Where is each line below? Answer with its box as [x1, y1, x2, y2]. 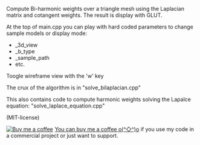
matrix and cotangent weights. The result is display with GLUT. [6, 11, 163, 19]
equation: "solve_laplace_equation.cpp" [6, 102, 105, 109]
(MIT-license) [6, 114, 40, 121]
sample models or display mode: [6, 30, 88, 37]
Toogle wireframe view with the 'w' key [6, 72, 104, 79]
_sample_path [15, 54, 50, 61]
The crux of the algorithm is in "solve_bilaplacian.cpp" [6, 84, 141, 91]
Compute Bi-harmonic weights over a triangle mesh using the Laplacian [6, 5, 184, 12]
